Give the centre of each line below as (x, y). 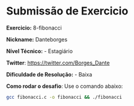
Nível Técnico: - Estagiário (40, 51)
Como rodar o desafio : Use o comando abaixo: (65, 86)
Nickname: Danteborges (37, 39)
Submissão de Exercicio (67, 11)
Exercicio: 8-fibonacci (34, 28)
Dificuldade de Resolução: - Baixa (49, 74)
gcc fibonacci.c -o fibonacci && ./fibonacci (64, 97)
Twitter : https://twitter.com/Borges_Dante (58, 63)
